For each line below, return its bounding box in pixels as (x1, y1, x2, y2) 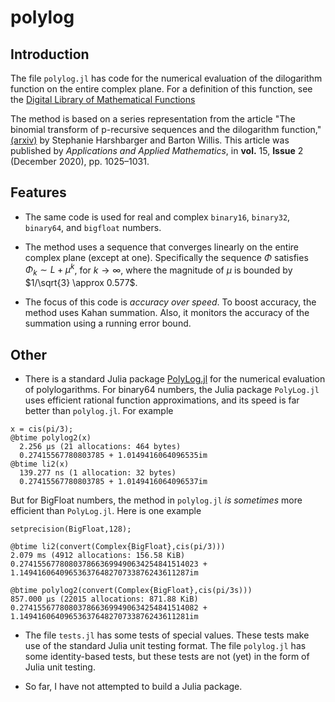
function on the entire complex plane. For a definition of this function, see (10, 83, 313, 95)
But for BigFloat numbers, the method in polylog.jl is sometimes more (10, 494, 303, 506)
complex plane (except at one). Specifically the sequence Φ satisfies (24, 251, 309, 263)
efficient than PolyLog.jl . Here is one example (10, 505, 202, 517)
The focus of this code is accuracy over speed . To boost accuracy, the (24, 296, 317, 308)
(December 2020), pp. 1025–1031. (10, 156, 150, 167)
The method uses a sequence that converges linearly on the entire (24, 241, 299, 253)
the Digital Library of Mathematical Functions (10, 94, 196, 105)
